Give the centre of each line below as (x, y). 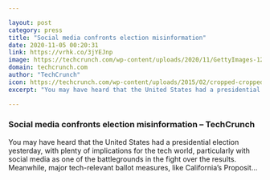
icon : (17, 82)
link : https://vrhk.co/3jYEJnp (61, 53)
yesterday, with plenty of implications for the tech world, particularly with (129, 150)
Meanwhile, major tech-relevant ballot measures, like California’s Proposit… (133, 167)
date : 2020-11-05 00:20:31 (53, 45)
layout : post (30, 22)
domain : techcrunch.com (48, 68)
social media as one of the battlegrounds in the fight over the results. (123, 159)
